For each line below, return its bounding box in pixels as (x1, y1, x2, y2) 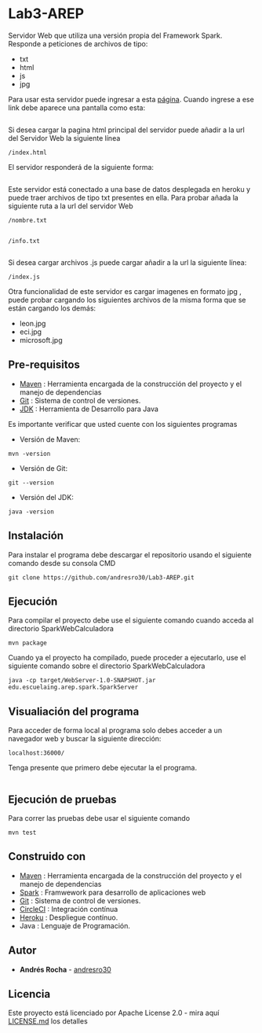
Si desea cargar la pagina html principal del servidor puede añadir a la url (8, 125, 245, 134)
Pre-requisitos (8, 358, 81, 372)
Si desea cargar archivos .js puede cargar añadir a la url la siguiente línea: (8, 257, 247, 267)
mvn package (8, 639, 47, 647)
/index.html (8, 149, 47, 156)
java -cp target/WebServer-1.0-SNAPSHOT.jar (8, 677, 156, 685)
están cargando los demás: (8, 303, 96, 313)
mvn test (8, 829, 37, 836)
